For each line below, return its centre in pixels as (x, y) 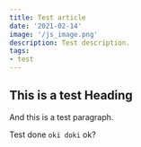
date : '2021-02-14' (46, 26)
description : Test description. (70, 43)
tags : (19, 51)
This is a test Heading (71, 95)
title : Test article (48, 17)
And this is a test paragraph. (62, 117)
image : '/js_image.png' (54, 34)
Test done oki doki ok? (53, 134)
